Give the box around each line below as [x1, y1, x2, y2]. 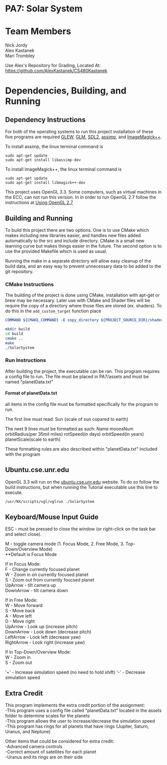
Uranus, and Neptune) [5, 729, 51, 735]
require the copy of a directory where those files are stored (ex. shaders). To [5, 303, 162, 309]
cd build [5, 331, 23, 336]
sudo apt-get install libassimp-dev [5, 158, 81, 163]
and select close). [5, 531, 42, 537]
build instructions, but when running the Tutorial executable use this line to [5, 484, 158, 490]
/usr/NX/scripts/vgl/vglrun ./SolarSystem [5, 499, 94, 504]
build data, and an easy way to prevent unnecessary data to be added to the [5, 263, 162, 269]
